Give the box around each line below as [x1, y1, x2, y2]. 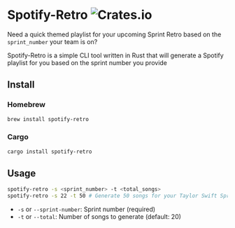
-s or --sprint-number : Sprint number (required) [17, 205, 156, 213]
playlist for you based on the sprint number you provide [7, 58, 168, 66]
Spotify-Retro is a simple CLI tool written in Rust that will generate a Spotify [7, 51, 224, 59]
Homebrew [7, 100, 45, 110]
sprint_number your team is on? [7, 37, 98, 45]
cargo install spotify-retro [7, 148, 92, 155]
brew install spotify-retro [7, 115, 90, 122]
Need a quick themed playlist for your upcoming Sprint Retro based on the [7, 30, 222, 38]
